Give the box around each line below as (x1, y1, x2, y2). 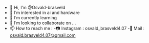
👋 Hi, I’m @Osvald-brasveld (9, 5, 65, 10)
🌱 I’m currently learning (9, 15, 57, 20)
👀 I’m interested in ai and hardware (9, 10, 80, 15)
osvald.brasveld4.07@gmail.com (9, 32, 76, 38)
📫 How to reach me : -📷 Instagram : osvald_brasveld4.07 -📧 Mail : (9, 26, 145, 31)
